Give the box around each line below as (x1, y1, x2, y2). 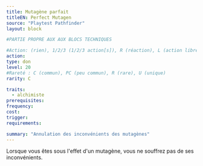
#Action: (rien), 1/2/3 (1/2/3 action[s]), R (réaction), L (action (6, 48, 182, 54)
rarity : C (6, 75, 31, 81)
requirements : (6, 120, 42, 126)
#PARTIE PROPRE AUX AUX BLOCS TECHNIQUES (6, 37, 112, 43)
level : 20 (6, 64, 31, 70)
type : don (6, 59, 31, 65)
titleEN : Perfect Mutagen (6, 14, 71, 21)
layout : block (6, 25, 42, 32)
